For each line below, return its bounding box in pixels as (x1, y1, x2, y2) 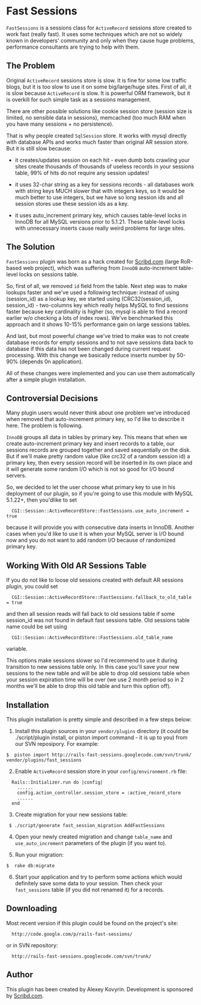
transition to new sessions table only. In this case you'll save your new (6, 663, 180, 671)
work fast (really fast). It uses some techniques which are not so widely (6, 30, 183, 37)
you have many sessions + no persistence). (6, 120, 114, 128)
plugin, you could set (6, 583, 58, 590)
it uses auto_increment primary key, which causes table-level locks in (14, 212, 187, 219)
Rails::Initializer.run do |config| (11, 779, 103, 785)
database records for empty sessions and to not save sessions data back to (6, 339, 194, 346)
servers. (6, 472, 27, 479)
